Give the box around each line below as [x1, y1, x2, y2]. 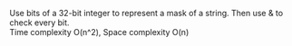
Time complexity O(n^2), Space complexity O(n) [9, 27, 190, 37]
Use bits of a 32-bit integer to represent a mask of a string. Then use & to [9, 8, 284, 18]
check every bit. [9, 17, 70, 28]
